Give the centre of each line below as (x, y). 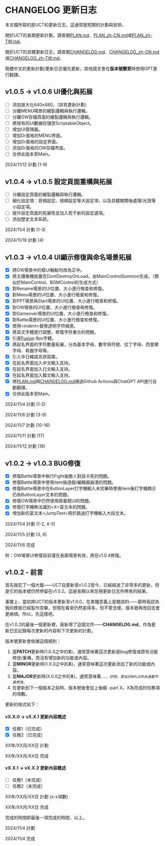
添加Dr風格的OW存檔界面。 (40, 148)
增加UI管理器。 (27, 129)
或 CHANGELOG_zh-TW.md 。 (34, 58)
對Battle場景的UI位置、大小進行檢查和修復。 (57, 319)
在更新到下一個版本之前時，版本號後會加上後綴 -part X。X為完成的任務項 (86, 688)
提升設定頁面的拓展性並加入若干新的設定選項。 (59, 213)
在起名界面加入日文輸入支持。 (42, 369)
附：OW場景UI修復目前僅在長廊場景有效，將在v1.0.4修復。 (64, 555)
